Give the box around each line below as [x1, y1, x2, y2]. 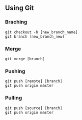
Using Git [5, 4, 34, 12]
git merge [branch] [5, 56, 45, 61]
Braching [5, 19, 27, 25]
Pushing [5, 68, 26, 74]
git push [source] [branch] [5, 105, 63, 111]
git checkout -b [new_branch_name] [5, 29, 78, 35]
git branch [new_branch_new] [5, 34, 65, 39]
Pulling [5, 95, 22, 101]
